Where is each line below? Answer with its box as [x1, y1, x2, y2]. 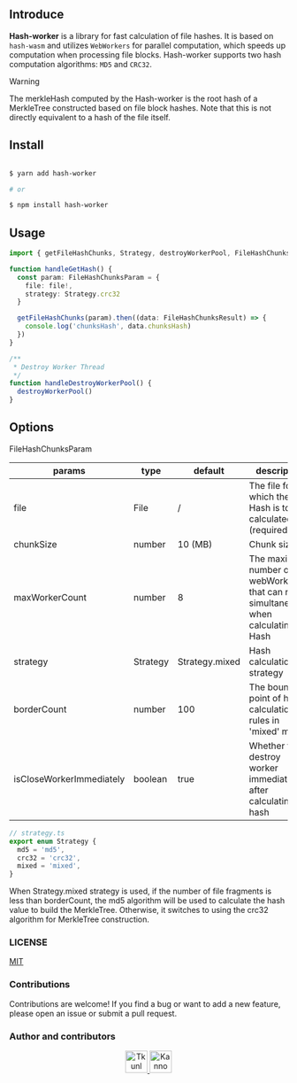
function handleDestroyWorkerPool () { [9, 379, 152, 388]
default [193, 464, 225, 476]
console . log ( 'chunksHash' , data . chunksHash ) [25, 322, 192, 331]
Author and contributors [9, 1030, 117, 1042]
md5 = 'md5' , [17, 845, 65, 854]
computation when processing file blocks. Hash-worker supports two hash [9, 49, 282, 60]
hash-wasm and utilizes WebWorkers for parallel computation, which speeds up [9, 40, 286, 50]
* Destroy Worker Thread [12, 362, 104, 371]
